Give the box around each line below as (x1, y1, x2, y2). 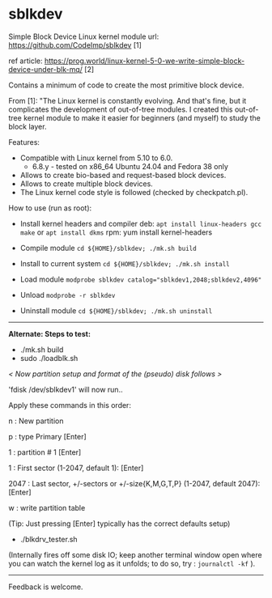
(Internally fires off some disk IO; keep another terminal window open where (8, 549, 262, 559)
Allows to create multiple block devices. (19, 179, 154, 189)
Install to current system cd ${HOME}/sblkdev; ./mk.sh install (19, 258, 230, 268)
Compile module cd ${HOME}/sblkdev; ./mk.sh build (19, 243, 197, 252)
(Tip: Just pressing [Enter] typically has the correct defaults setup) (8, 519, 231, 528)
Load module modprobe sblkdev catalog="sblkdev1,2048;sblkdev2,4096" (19, 274, 262, 284)
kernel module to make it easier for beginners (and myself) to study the (23, 112, 261, 122)
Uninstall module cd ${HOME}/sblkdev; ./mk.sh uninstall (19, 305, 213, 316)
